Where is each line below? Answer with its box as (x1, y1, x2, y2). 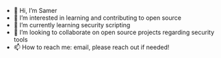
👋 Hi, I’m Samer (13, 7, 57, 14)
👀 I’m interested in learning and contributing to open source (13, 14, 181, 22)
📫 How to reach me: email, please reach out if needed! (13, 43, 170, 51)
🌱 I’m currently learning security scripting (13, 21, 131, 29)
